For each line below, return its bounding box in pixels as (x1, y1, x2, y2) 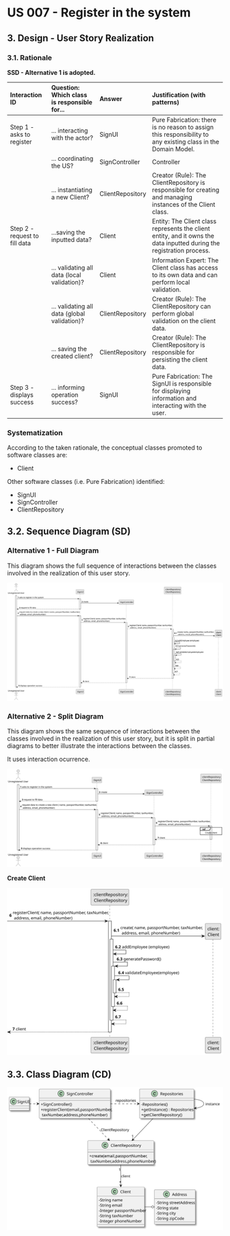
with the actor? (51, 134, 94, 142)
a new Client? (51, 193, 90, 201)
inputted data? (51, 235, 92, 243)
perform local (151, 278, 190, 286)
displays (10, 390, 34, 399)
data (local (51, 270, 81, 279)
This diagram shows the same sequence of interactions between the (7, 727, 201, 736)
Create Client (7, 874, 46, 882)
